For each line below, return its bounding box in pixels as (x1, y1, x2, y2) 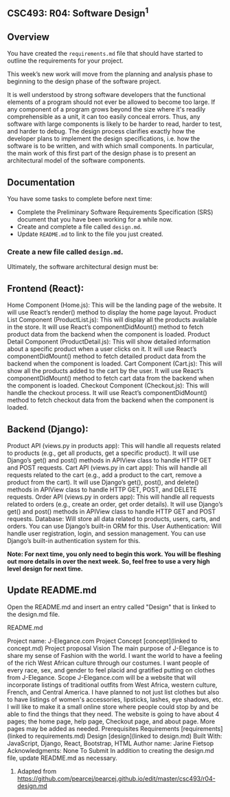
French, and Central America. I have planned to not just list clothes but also (7, 688, 220, 696)
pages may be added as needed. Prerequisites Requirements (7, 724, 180, 732)
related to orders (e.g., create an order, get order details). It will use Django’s (7, 500, 223, 508)
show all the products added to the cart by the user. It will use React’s (7, 367, 204, 375)
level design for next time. (7, 564, 84, 573)
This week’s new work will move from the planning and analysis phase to (7, 70, 213, 78)
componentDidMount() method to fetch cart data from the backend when (7, 374, 214, 383)
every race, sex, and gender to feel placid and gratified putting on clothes (7, 666, 216, 674)
